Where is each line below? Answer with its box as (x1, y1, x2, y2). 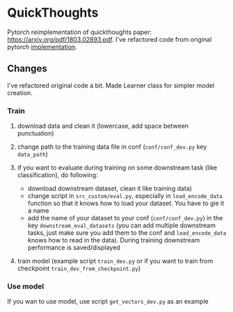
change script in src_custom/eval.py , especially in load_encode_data (27, 192, 223, 200)
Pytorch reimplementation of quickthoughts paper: (7, 28, 152, 36)
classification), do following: (17, 171, 99, 179)
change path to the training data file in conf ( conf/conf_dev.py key (17, 142, 207, 151)
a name (27, 206, 49, 215)
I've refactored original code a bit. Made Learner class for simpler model (7, 81, 215, 90)
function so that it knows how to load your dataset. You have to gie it (27, 199, 225, 208)
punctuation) (17, 129, 54, 138)
